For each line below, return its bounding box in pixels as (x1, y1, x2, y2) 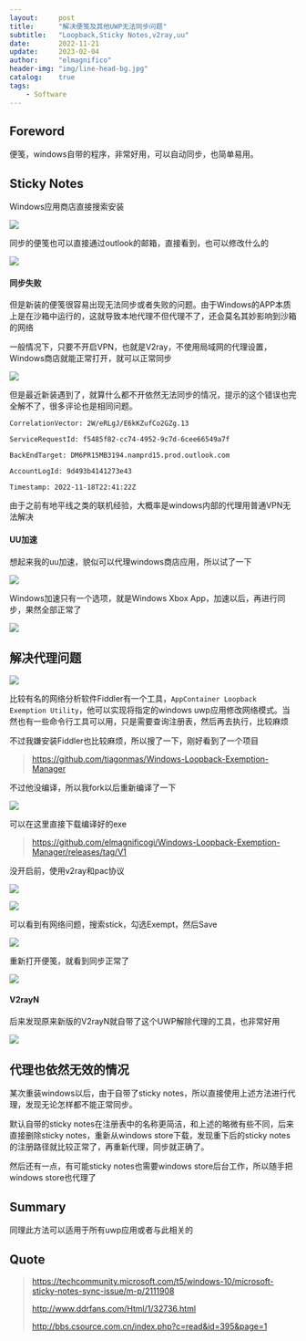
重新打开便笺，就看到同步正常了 (9, 955, 129, 967)
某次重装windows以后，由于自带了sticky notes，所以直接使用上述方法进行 (9, 1087, 289, 1099)
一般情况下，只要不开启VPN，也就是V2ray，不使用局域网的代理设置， (9, 341, 272, 352)
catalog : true (9, 73, 76, 82)
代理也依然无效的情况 (9, 1062, 129, 1077)
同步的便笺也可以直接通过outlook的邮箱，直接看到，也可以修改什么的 (9, 238, 270, 249)
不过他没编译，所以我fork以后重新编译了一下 (9, 782, 177, 794)
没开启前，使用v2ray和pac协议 (9, 866, 125, 877)
